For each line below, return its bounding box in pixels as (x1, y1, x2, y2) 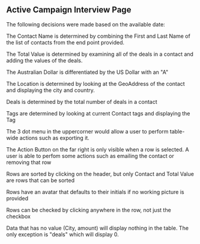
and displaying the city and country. (6, 87, 95, 94)
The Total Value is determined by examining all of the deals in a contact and (6, 50, 194, 58)
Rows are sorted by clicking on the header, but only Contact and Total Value (6, 170, 194, 177)
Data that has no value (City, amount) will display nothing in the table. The (6, 224, 189, 231)
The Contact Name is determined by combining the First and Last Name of (6, 32, 190, 40)
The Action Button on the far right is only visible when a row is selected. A (6, 145, 189, 153)
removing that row (6, 159, 52, 166)
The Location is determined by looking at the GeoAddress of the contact (6, 80, 185, 87)
